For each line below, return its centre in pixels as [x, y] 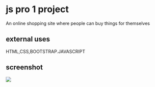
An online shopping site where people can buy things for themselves [78, 23]
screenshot [24, 68]
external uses [28, 39]
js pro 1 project [37, 9]
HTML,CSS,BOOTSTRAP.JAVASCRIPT [46, 51]
